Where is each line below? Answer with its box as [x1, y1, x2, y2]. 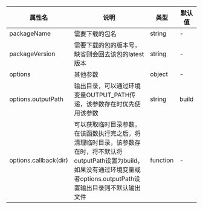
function [150, 156, 174, 164]
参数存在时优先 [92, 100, 135, 108]
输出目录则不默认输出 [80, 184, 141, 192]
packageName [9, 30, 51, 37]
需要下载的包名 [74, 30, 117, 38]
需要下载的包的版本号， [74, 41, 141, 49]
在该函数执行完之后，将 [74, 129, 141, 138]
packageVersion [9, 50, 56, 58]
